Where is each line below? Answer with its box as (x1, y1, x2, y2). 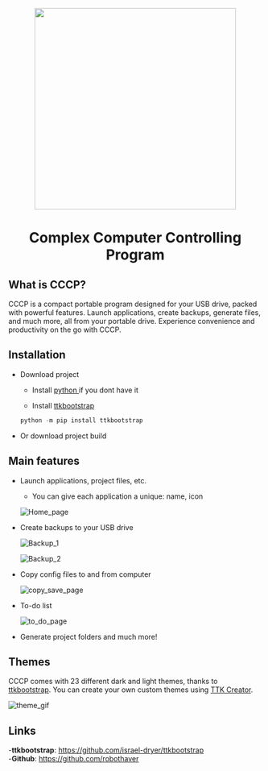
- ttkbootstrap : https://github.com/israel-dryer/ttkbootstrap (8, 745, 204, 755)
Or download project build (19, 431, 107, 441)
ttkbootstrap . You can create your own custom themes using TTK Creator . (8, 685, 254, 694)
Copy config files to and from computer (19, 569, 151, 579)
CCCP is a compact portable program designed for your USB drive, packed (8, 299, 258, 309)
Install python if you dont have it (31, 385, 139, 395)
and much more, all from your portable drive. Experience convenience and (8, 317, 255, 325)
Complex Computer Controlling (28, 229, 242, 247)
